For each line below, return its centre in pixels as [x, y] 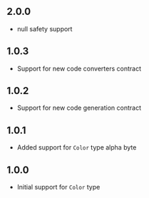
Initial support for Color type [58, 187]
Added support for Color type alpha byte [77, 147]
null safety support [45, 28]
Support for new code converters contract [79, 68]
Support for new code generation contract [79, 108]
